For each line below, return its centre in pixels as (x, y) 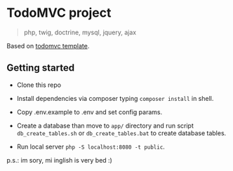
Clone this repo (39, 85)
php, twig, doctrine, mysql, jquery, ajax (80, 32)
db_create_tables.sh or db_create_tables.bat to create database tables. (121, 133)
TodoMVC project (59, 13)
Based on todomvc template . (48, 46)
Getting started (41, 68)
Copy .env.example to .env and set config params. (89, 112)
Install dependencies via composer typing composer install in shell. (115, 98)
